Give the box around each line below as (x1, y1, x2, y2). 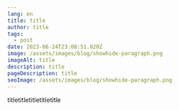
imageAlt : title (7, 57, 55, 64)
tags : (7, 30, 23, 38)
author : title (7, 23, 50, 31)
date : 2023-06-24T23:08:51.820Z (7, 43, 103, 50)
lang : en (7, 10, 33, 18)
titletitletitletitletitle (7, 96, 62, 104)
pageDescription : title (7, 70, 78, 77)
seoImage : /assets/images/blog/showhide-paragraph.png (7, 76, 173, 84)
